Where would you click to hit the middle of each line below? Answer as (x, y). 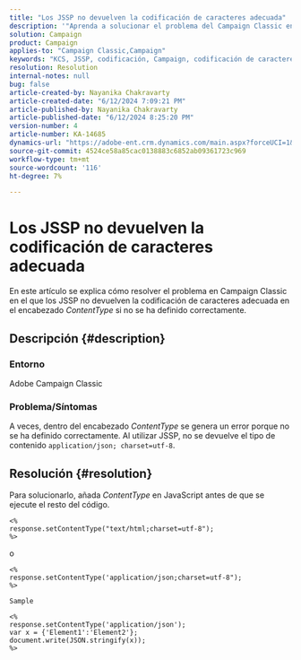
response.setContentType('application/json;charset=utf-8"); (126, 577)
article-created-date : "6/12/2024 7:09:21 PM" (98, 101)
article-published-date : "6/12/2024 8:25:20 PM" (102, 117)
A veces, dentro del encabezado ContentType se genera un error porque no (149, 426)
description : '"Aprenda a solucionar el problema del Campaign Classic (146, 26)
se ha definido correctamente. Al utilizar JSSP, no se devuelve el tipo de (142, 436)
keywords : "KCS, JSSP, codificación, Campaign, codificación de (132, 59)
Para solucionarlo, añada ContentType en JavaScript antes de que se (137, 495)
